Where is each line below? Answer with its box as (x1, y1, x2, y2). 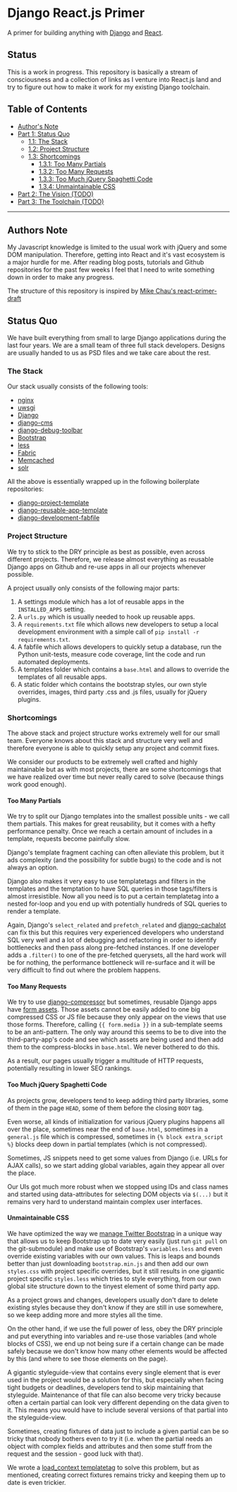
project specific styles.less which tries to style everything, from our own (7, 1274, 221, 1283)
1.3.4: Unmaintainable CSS (38, 182, 116, 190)
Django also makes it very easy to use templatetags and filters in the (7, 877, 206, 886)
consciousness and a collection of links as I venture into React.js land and (7, 75, 221, 83)
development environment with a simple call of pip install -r (17, 628, 200, 636)
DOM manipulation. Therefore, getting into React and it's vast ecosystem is (7, 250, 226, 259)
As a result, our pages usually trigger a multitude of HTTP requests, (7, 1056, 204, 1065)
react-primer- (177, 287, 217, 295)
